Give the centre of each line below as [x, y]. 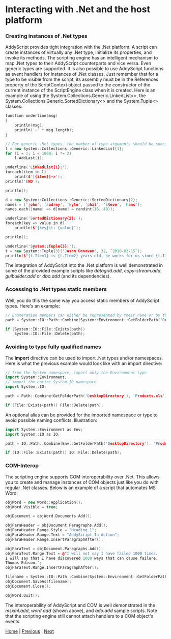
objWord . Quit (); [22, 595]
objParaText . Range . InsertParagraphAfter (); [52, 568]
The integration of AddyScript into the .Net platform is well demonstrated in [84, 265]
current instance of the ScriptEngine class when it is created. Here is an [80, 90]
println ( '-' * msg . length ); [44, 130]
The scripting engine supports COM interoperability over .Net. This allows [82, 477]
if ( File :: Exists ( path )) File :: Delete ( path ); [54, 405]
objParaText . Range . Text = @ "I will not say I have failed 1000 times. [82, 553]
